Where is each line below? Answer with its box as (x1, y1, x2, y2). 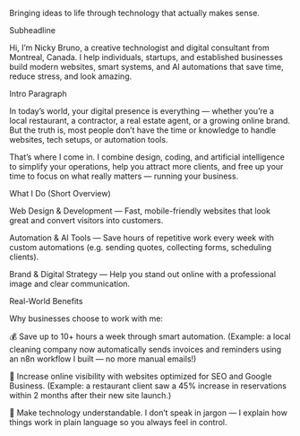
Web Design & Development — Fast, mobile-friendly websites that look (9, 205, 271, 216)
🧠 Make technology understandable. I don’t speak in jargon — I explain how (9, 407, 288, 418)
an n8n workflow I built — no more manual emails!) (9, 353, 197, 364)
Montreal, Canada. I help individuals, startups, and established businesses (9, 52, 284, 62)
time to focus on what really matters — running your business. (9, 170, 239, 181)
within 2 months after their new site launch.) (9, 390, 172, 400)
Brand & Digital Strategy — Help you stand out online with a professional (9, 269, 276, 279)
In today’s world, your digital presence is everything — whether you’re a (9, 106, 275, 116)
